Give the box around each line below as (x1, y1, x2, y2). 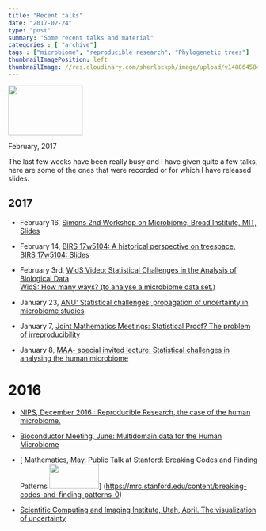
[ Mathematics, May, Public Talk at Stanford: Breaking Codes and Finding (19, 455, 258, 464)
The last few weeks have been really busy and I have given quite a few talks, (8, 156, 258, 166)
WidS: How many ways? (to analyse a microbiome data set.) (19, 282, 216, 292)
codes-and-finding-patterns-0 (19, 489, 120, 499)
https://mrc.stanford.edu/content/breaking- (105, 481, 247, 491)
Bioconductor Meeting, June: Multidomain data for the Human (19, 431, 222, 441)
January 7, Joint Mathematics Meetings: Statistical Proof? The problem (19, 321, 251, 330)
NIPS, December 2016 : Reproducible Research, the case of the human (19, 407, 251, 417)
